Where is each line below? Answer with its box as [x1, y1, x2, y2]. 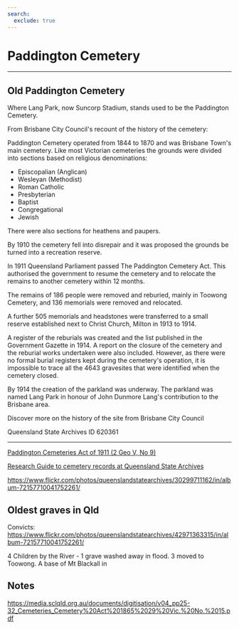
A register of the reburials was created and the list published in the [7, 334, 203, 342]
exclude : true [14, 17, 55, 24]
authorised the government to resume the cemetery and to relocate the [7, 270, 216, 278]
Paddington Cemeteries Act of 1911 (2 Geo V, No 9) [7, 448, 156, 457]
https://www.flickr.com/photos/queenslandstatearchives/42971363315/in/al [7, 531, 229, 539]
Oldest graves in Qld [7, 504, 100, 516]
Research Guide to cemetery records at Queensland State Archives [7, 462, 204, 470]
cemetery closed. [7, 371, 59, 380]
